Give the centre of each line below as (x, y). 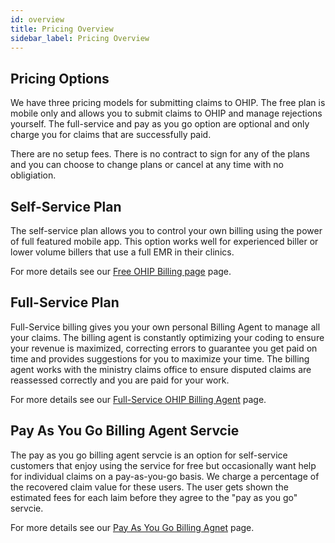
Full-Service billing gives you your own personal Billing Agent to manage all (165, 327)
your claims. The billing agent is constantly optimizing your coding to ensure (167, 337)
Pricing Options (60, 78)
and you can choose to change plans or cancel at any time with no (147, 165)
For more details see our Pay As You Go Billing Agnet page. (132, 527)
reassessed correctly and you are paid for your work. (120, 380)
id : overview (37, 19)
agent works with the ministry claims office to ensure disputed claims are (161, 369)
